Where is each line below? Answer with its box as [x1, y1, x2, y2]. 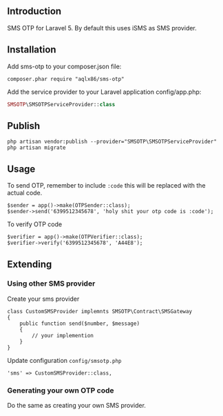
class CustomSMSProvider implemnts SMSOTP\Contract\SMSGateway [7, 308, 193, 315]
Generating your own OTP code [7, 386, 114, 395]
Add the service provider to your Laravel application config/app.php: [7, 88, 202, 96]
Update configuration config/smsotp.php [7, 356, 122, 364]
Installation [7, 44, 56, 56]
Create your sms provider [7, 295, 80, 303]
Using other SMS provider [7, 279, 96, 288]
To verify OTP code [7, 220, 63, 228]
